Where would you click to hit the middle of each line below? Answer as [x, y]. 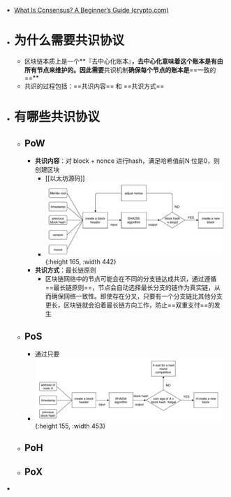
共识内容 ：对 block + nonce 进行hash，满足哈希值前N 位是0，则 [127, 161]
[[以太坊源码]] [65, 178]
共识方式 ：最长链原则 [65, 270]
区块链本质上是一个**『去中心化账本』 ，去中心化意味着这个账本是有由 [124, 61]
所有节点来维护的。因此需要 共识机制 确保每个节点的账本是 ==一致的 [120, 70]
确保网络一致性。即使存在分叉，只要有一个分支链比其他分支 [137, 296]
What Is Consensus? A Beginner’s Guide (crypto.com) [91, 10]
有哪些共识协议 [57, 117]
